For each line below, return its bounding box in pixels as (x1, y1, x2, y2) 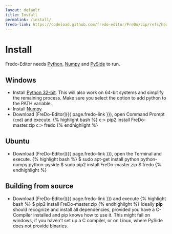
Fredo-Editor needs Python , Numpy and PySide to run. (5, 61, 120, 67)
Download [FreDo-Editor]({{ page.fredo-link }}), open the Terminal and (12, 150, 162, 157)
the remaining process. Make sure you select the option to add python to (12, 95, 166, 101)
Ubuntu (5, 137, 30, 146)
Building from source (5, 182, 74, 190)
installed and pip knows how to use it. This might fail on (33, 211, 150, 218)
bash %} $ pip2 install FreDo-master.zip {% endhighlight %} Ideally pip (12, 201, 163, 207)
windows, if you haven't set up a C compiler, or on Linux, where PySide (12, 217, 163, 223)
